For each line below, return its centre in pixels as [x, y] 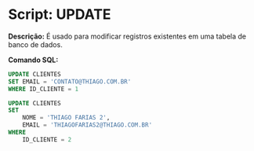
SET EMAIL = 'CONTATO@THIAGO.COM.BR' [70, 81]
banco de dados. [35, 44]
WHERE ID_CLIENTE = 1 [44, 89]
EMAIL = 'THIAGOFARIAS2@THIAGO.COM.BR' [87, 125]
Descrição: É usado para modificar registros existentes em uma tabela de [127, 36]
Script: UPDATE [60, 15]
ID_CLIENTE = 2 [47, 139]
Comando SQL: [33, 60]
